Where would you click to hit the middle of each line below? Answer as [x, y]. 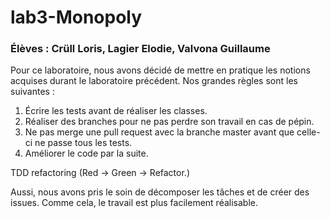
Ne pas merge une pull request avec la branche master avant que [159, 132]
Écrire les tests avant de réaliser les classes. [116, 111]
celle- [308, 132]
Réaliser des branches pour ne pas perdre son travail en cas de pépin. [169, 122]
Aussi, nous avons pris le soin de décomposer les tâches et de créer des [160, 192]
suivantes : [32, 92]
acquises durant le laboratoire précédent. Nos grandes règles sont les [154, 81]
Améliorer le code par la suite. [86, 153]
